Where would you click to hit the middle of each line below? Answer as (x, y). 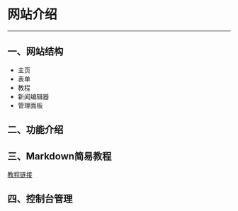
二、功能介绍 (35, 130)
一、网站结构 (35, 51)
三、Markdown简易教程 (59, 156)
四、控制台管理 (40, 199)
